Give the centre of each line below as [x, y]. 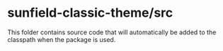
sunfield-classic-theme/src [90, 13]
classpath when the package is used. [62, 39]
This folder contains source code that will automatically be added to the [112, 32]
